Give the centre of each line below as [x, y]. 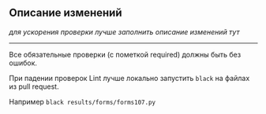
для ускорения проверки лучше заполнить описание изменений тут [124, 31]
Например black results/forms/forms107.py [82, 101]
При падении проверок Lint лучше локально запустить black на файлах [129, 78]
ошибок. [23, 63]
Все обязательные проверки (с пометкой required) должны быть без [125, 54]
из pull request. [34, 86]
